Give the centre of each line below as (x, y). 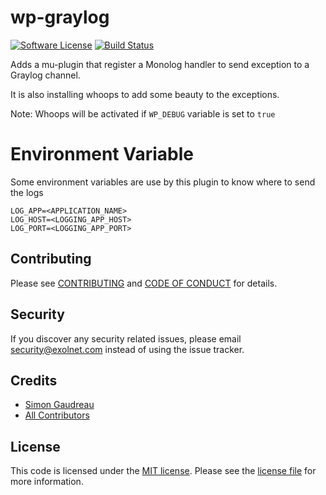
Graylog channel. (45, 75)
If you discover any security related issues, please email (126, 338)
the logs (27, 192)
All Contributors (57, 415)
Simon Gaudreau (59, 405)
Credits (34, 380)
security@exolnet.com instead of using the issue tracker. (127, 349)
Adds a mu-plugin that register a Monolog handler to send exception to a (160, 64)
